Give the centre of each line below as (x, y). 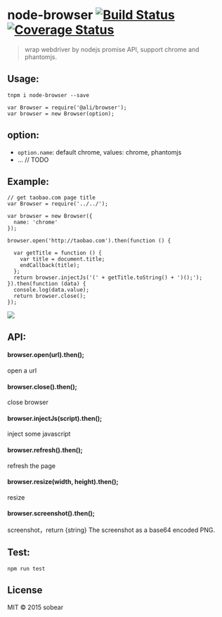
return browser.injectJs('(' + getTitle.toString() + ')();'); (108, 278)
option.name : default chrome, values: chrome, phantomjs (99, 152)
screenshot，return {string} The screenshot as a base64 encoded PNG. (111, 530)
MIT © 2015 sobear (35, 607)
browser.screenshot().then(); (51, 514)
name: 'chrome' (36, 222)
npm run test (26, 569)
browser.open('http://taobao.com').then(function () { (89, 241)
